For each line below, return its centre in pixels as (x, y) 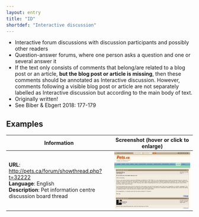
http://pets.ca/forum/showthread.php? (55, 171)
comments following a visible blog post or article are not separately (97, 86)
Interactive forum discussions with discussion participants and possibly (102, 43)
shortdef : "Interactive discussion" (51, 25)
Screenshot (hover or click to (152, 140)
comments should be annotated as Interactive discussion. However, (97, 80)
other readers (31, 49)
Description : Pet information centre (52, 190)
